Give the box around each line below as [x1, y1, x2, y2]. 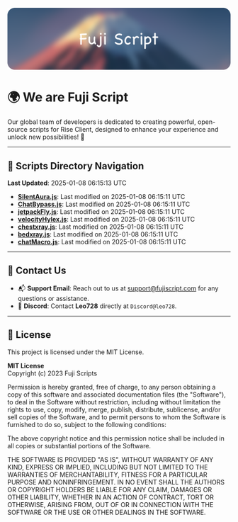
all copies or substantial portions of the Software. [7, 441, 151, 450]
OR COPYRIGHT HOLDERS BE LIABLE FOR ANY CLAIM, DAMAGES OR [7, 485, 212, 494]
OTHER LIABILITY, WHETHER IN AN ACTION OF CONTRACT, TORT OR [7, 493, 214, 501]
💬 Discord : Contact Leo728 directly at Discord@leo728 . [17, 302, 177, 310]
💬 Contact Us [7, 265, 67, 277]
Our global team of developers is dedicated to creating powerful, [7, 118, 196, 126]
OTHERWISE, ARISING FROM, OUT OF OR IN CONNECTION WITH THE [7, 500, 214, 509]
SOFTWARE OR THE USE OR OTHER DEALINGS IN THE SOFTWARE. [7, 508, 206, 516]
